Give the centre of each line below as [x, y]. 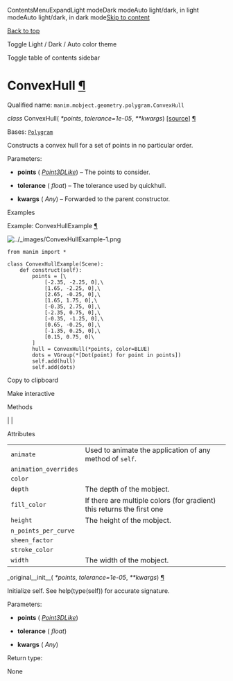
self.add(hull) [54, 361]
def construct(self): [51, 270]
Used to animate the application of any [148, 450]
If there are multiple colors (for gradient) [150, 500]
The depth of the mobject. [127, 489]
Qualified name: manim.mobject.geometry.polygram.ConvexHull [96, 105]
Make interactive [31, 393]
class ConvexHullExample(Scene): [55, 264]
